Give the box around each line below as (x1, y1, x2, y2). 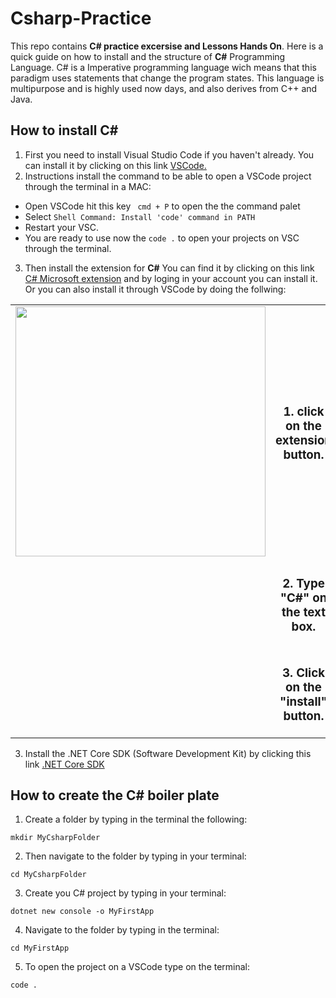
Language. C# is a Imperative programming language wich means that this (10, 61, 317, 73)
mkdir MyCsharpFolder (10, 833, 101, 843)
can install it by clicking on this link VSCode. (24, 159, 207, 171)
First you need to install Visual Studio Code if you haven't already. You (24, 148, 315, 161)
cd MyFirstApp (10, 943, 70, 954)
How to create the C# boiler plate (10, 787, 220, 804)
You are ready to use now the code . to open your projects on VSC (24, 232, 300, 244)
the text (281, 604, 327, 620)
